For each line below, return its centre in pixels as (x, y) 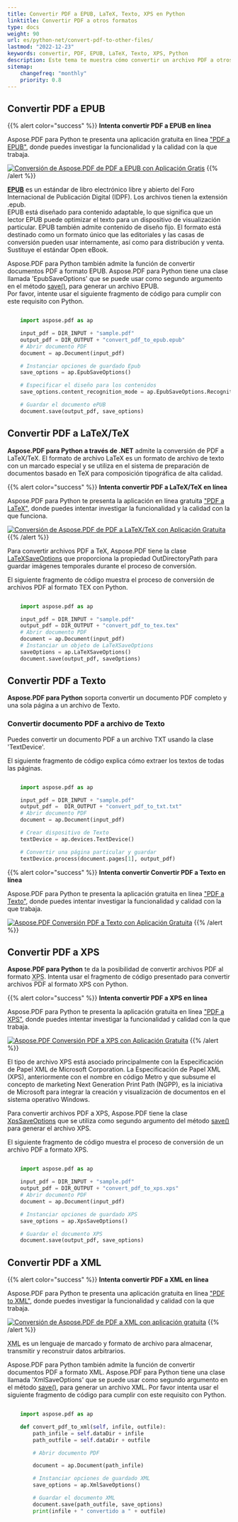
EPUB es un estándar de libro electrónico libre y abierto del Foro (101, 189)
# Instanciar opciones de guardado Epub (80, 366)
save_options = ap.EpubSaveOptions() (76, 373)
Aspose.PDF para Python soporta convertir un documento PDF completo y (117, 698)
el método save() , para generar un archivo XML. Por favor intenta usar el (113, 1387)
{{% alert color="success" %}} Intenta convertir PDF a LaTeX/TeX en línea (118, 487)
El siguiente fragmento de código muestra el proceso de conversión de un (115, 1142)
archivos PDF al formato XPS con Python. (68, 984)
